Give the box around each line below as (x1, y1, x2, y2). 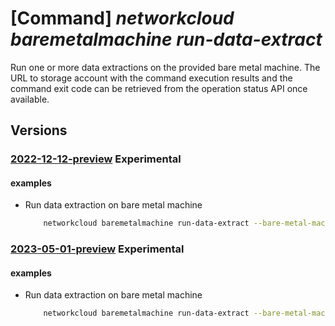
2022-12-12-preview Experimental (10, 152, 182, 166)
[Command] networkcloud (10, 7, 235, 30)
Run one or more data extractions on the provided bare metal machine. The (10, 61, 321, 73)
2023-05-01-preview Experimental (10, 242, 185, 256)
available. (10, 93, 50, 105)
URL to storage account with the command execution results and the (10, 72, 293, 84)
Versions (10, 122, 68, 139)
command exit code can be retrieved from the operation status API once (10, 82, 308, 94)
